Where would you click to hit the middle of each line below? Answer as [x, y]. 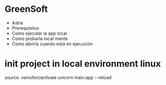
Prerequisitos [25, 28]
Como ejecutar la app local [40, 33]
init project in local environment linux [83, 64]
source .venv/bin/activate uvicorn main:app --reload [58, 77]
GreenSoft [26, 9]
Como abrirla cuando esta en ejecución [52, 43]
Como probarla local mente [40, 39]
